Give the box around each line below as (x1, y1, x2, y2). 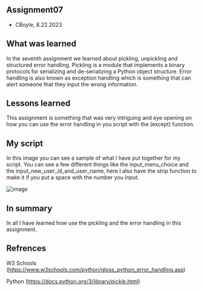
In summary (6, 203, 53, 213)
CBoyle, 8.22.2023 (15, 21, 62, 28)
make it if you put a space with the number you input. (6, 174, 139, 181)
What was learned (6, 39, 77, 49)
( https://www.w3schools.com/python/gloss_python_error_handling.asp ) (6, 265, 186, 273)
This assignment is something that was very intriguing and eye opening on (6, 114, 192, 122)
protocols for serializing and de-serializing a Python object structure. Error (6, 67, 192, 75)
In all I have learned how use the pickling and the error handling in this (6, 219, 182, 227)
